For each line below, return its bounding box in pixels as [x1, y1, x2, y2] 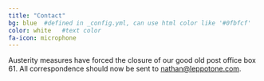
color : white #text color [8, 26, 102, 34]
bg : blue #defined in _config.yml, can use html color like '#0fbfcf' [8, 19, 251, 27]
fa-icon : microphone [8, 33, 77, 42]
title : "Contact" [8, 11, 66, 20]
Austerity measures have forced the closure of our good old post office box [8, 56, 257, 65]
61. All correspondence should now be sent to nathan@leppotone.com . [8, 64, 242, 74]
